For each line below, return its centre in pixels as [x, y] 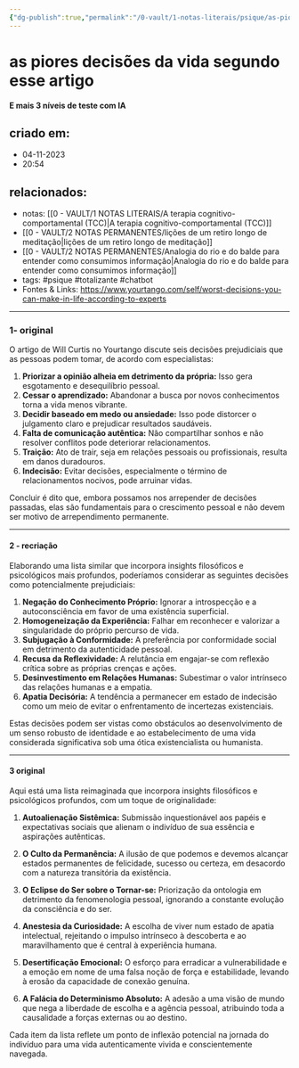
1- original [31, 331]
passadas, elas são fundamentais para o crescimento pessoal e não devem [147, 507]
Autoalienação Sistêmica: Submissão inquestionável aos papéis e [144, 817]
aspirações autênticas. [64, 836]
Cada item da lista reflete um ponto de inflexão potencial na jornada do [139, 1034]
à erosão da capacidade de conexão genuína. [106, 981]
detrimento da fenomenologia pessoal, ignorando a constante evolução [153, 899]
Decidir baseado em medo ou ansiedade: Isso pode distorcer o [139, 415]
